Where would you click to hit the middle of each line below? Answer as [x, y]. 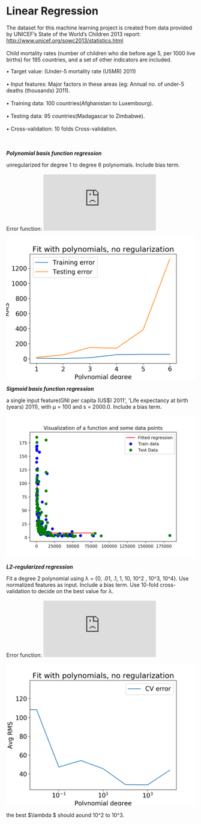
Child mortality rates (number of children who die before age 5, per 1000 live [101, 53]
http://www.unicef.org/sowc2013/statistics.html [65, 40]
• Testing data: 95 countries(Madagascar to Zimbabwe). [76, 116]
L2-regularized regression [40, 567]
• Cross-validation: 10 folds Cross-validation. [62, 129]
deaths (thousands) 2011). [38, 90]
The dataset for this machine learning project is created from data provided [99, 28]
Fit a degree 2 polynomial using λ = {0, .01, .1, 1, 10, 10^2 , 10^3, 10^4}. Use [97, 578]
